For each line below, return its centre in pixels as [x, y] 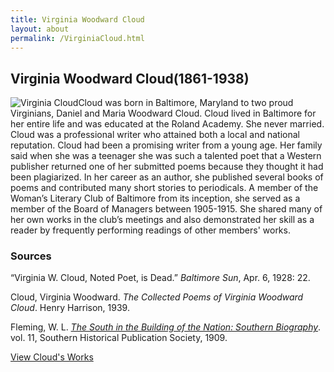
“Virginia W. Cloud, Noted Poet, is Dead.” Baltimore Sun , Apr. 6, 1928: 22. [160, 278]
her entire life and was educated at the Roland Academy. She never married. [167, 124]
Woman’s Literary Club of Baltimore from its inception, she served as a [155, 198]
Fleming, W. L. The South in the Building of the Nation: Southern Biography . [166, 327]
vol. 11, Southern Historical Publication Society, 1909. [119, 338]
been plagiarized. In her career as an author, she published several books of [167, 177]
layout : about [40, 29]
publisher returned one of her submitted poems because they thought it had [167, 167]
